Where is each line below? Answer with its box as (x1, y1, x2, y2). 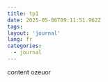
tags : (7, 23, 23, 30)
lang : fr (7, 36, 33, 43)
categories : (7, 42, 42, 49)
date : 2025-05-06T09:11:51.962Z (7, 17, 101, 24)
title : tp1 (7, 10, 39, 17)
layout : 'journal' (7, 29, 61, 37)
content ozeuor (7, 67, 51, 76)
